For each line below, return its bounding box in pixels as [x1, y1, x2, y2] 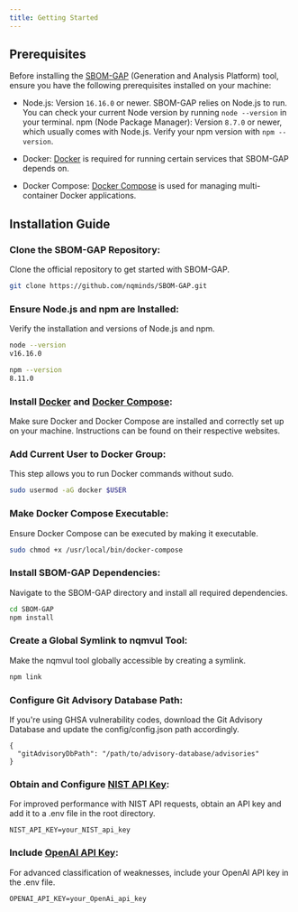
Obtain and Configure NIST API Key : [9, 777, 170, 790]
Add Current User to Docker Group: [9, 448, 167, 461]
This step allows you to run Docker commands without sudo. [9, 469, 234, 479]
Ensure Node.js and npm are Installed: [9, 302, 180, 315]
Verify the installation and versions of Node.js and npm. [9, 323, 215, 334]
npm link [9, 672, 42, 682]
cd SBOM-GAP [9, 604, 54, 614]
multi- [238, 181, 261, 191]
